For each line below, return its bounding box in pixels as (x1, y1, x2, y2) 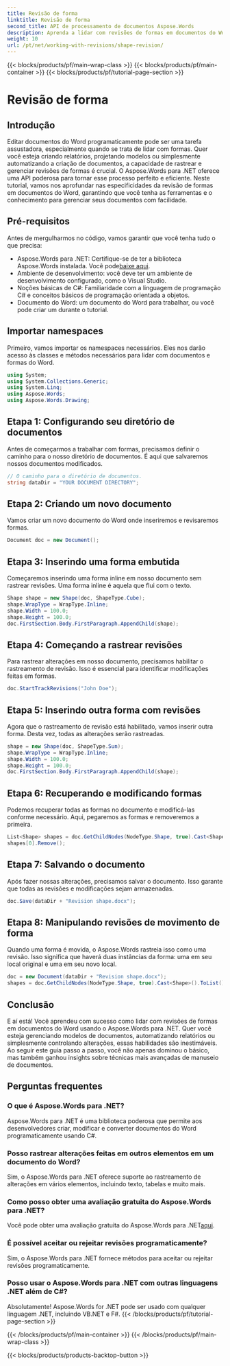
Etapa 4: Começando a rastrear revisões (7, 639, 183, 650)
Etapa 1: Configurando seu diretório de (7, 416, 175, 427)
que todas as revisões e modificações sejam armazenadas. (7, 884, 175, 893)
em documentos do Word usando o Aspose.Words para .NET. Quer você (7, 1024, 212, 1033)
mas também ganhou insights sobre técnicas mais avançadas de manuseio (7, 1053, 219, 1061)
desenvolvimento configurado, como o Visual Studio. (16, 276, 166, 285)
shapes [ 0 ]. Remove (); (7, 840, 66, 847)
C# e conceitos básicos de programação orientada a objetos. (16, 291, 190, 299)
